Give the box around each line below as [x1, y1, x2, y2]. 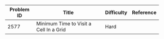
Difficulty [104, 9, 128, 16]
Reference [132, 9, 157, 16]
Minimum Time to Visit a [36, 20, 92, 27]
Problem [9, 6, 30, 13]
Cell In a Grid [36, 26, 66, 33]
